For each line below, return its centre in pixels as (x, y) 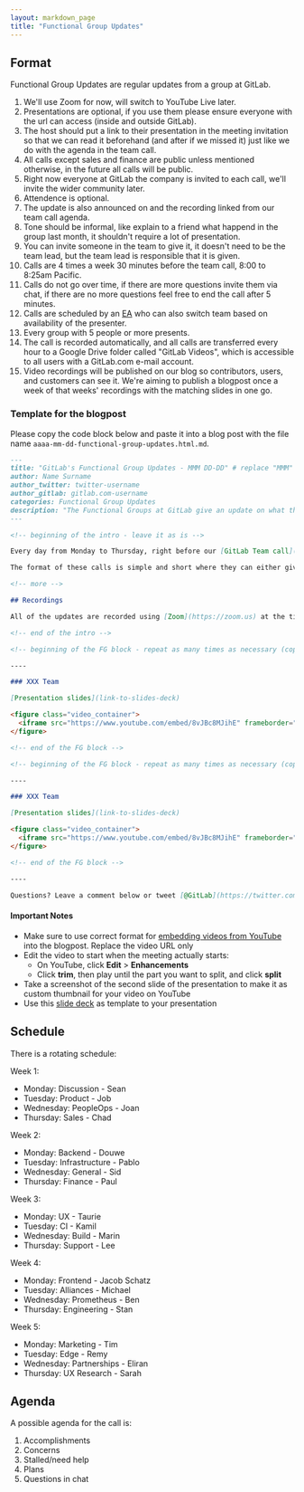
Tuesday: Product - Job (67, 1098)
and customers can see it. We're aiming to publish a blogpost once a (151, 381)
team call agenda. (56, 217)
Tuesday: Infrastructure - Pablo (82, 1162)
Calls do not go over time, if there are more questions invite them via (150, 285)
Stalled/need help (56, 1460)
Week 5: (26, 1326)
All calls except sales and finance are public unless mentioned (139, 160)
